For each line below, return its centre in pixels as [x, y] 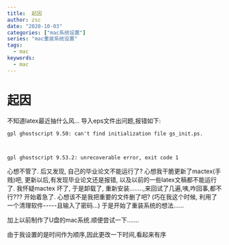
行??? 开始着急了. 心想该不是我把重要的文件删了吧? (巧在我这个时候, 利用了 [112, 196]
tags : [15, 45]
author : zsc [24, 20]
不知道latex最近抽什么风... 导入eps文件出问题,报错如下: [84, 120]
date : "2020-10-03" [35, 26]
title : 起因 [25, 13]
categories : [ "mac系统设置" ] [46, 33]
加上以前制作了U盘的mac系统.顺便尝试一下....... [73, 220]
